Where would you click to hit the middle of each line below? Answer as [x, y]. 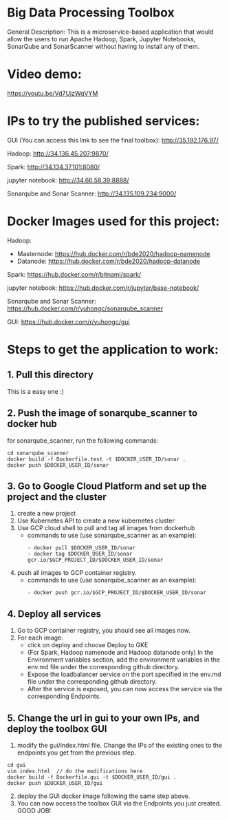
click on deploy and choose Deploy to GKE [88, 645]
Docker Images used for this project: [113, 221]
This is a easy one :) [35, 391]
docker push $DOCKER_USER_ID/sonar [58, 465]
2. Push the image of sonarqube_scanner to [102, 413]
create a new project [46, 514]
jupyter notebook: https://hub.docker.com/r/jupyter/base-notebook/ [103, 288]
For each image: [40, 638]
